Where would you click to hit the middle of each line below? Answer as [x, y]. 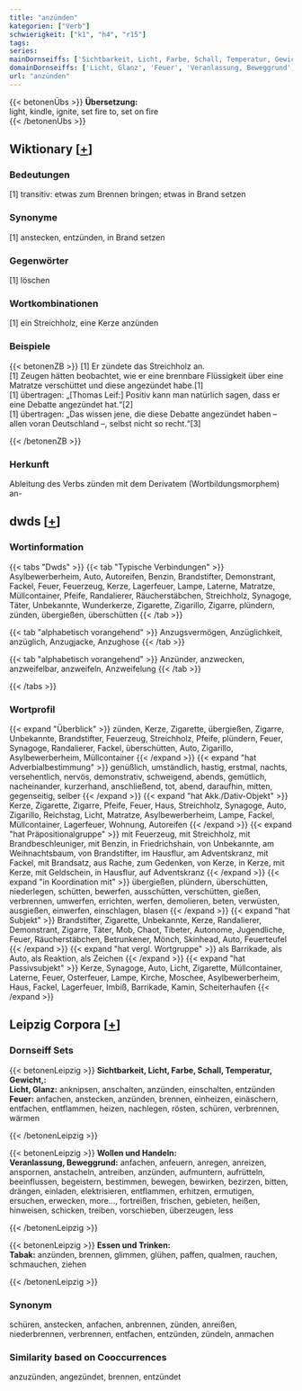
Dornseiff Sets [41, 1051]
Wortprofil [32, 709]
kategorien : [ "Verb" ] [50, 26]
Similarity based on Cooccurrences [88, 1357]
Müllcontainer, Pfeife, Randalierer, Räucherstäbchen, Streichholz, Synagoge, [151, 596]
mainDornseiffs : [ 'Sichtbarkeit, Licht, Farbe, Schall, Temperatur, [140, 59]
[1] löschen [30, 281]
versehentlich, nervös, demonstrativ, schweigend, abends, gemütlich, [138, 776]
